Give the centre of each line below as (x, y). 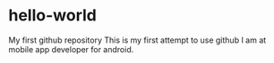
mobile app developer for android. (71, 49)
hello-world (53, 16)
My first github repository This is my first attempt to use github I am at (137, 40)
